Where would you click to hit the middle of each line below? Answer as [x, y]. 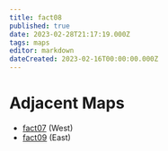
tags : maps [30, 42]
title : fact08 [36, 17]
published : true [40, 26]
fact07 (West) [48, 128]
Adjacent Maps [67, 103]
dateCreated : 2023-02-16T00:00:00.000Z [84, 59]
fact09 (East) [47, 137]
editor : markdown [42, 51]
